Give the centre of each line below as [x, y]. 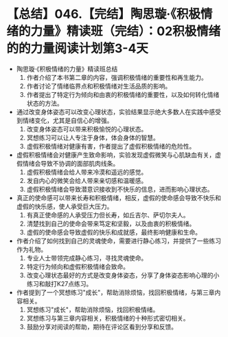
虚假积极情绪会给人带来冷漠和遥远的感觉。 [87, 172]
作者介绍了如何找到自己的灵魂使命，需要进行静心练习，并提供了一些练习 [118, 241]
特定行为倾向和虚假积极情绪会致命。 [78, 266]
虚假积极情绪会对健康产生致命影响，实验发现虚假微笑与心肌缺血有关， [116, 155]
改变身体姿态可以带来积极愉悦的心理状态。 [87, 129]
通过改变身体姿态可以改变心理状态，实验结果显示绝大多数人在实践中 [113, 111]
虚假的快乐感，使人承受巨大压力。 [65, 206]
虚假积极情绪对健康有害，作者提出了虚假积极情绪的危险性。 [111, 146]
